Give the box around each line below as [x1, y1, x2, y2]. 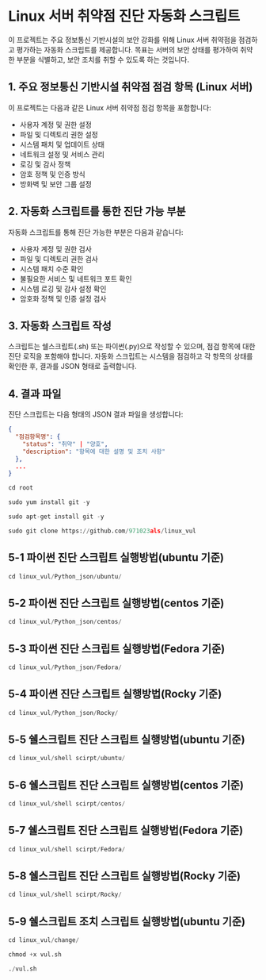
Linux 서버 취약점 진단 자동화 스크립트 [8, 7, 241, 25]
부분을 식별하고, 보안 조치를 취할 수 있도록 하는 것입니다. [16, 55, 190, 64]
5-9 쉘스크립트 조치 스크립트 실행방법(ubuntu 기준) [8, 914, 245, 928]
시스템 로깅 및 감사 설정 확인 [19, 283, 107, 294]
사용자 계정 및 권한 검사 [19, 244, 93, 254]
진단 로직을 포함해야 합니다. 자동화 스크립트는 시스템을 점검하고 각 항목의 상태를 [8, 352, 253, 361]
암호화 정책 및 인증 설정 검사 [19, 294, 107, 303]
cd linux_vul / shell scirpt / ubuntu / [8, 755, 126, 763]
